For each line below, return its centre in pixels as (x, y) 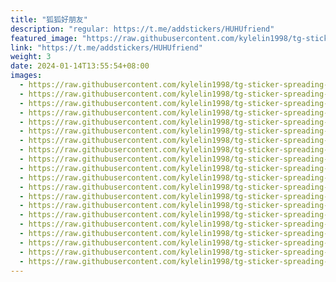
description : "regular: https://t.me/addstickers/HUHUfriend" (142, 29)
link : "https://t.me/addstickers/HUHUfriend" (106, 47)
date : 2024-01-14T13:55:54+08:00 (80, 66)
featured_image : (44, 38)
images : (26, 76)
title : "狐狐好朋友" (49, 19)
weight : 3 (31, 57)
